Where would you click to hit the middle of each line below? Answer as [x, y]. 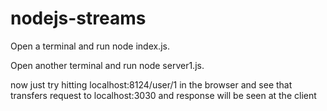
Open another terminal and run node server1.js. [107, 65]
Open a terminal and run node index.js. [90, 46]
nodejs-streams [78, 18]
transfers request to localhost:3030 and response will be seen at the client [163, 95]
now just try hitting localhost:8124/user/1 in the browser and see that [151, 84]
